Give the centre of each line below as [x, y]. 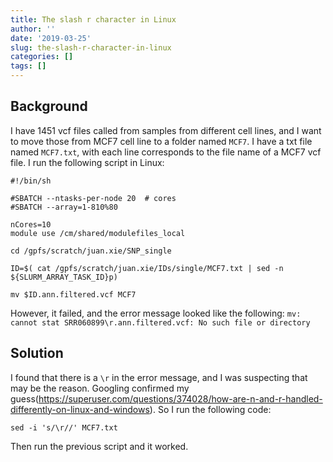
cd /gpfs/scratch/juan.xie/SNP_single [91, 251]
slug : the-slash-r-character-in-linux [91, 47]
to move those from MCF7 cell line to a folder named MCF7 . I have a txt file [161, 141]
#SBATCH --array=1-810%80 [64, 207]
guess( [24, 398]
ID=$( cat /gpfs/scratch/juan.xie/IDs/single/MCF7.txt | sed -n [147, 268]
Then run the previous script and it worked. [99, 446]
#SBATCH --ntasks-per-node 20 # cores [93, 198]
